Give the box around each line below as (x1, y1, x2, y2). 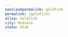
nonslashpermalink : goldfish (5, 7, 63, 12)
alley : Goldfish (5, 16, 37, 21)
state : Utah (5, 25, 29, 30)
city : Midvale (5, 20, 34, 25)
